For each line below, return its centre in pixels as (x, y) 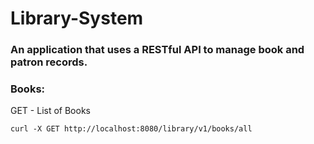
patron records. (49, 62)
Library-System (77, 18)
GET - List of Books (50, 111)
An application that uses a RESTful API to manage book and (157, 50)
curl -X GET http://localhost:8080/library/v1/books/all (131, 129)
